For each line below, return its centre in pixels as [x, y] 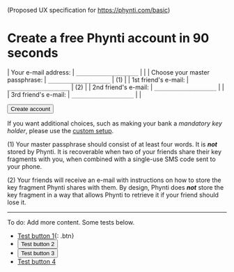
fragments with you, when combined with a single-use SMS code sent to [111, 159]
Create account [31, 108]
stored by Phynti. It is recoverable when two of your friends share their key [114, 151]
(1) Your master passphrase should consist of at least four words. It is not [112, 144]
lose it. [17, 202]
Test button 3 [38, 253]
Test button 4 [37, 262]
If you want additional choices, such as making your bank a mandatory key [115, 123]
